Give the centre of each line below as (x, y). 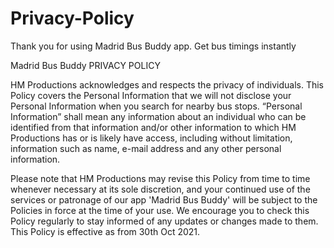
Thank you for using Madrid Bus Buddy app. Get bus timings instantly (153, 46)
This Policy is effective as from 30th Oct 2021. (105, 231)
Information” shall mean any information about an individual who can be (158, 116)
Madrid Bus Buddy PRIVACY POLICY (85, 65)
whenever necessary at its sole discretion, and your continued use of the (160, 189)
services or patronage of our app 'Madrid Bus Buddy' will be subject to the (164, 199)
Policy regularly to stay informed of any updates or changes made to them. (164, 221)
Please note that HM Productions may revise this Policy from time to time (160, 178)
